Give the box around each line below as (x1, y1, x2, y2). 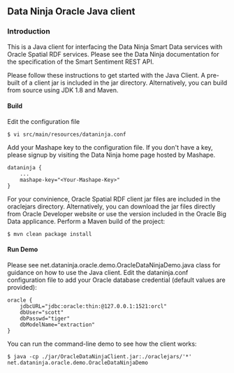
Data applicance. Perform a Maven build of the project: (7, 217, 166, 225)
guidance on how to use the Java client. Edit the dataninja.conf (7, 269, 189, 277)
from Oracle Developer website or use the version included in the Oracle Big (7, 209, 227, 218)
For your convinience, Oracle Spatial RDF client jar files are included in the (7, 195, 221, 203)
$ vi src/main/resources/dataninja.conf (7, 131, 127, 138)
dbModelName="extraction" (20, 321, 96, 328)
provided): (7, 283, 37, 292)
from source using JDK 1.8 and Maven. (7, 85, 119, 94)
